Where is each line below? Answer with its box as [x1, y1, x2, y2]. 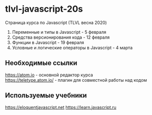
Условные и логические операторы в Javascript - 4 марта [12, 45, 133, 50]
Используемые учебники [5, 92, 87, 100]
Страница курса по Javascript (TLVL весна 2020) [5, 20, 107, 25]
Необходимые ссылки [5, 59, 77, 67]
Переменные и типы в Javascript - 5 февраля [12, 29, 106, 35]
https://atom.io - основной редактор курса [5, 72, 94, 78]
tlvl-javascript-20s [5, 3, 83, 15]
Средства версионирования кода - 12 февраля [12, 34, 110, 40]
